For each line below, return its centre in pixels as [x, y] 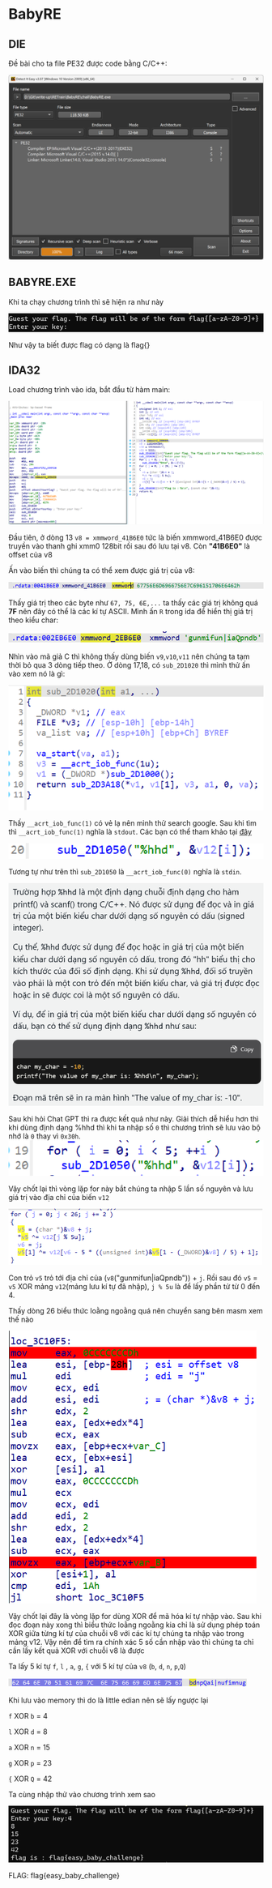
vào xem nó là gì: [37, 673]
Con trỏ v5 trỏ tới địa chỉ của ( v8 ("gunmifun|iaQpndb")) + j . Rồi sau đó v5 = [133, 1278]
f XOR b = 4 [28, 1715]
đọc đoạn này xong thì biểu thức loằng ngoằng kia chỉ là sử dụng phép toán [134, 1625]
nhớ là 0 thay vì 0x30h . [45, 1136]
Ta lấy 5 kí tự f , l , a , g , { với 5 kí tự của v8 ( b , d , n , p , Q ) [97, 1666]
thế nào [21, 1319]
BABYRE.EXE [42, 282]
